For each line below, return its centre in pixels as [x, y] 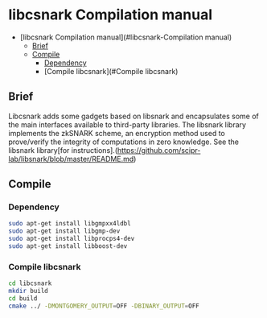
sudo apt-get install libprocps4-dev [72, 239]
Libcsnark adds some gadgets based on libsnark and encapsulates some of [133, 116]
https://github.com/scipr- [159, 150]
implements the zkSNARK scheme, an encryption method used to [117, 133]
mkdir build [28, 291]
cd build [23, 298]
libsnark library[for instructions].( [63, 150]
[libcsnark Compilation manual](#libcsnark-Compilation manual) [126, 37]
